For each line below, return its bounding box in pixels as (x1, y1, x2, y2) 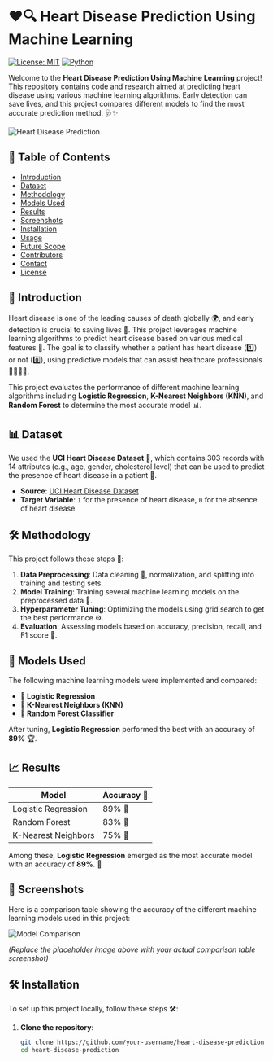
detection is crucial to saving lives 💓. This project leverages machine (8, 324, 238, 335)
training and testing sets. (19, 578, 104, 588)
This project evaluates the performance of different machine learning (8, 382, 240, 392)
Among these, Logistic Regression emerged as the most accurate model (8, 850, 253, 860)
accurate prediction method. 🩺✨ (8, 107, 119, 117)
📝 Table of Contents (8, 151, 110, 164)
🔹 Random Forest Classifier (19, 708, 115, 718)
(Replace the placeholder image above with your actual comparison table (8, 945, 256, 954)
